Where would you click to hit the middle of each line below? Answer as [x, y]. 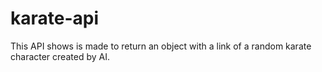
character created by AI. [60, 56]
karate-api [55, 18]
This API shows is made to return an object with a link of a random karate [161, 46]
